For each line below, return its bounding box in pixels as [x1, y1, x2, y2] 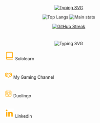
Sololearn [15, 56, 35, 62]
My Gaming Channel [13, 74, 54, 80]
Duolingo [13, 93, 32, 99]
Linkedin [15, 113, 32, 119]
